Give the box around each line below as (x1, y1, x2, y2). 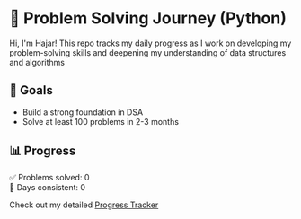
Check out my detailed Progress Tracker (9, 199, 159, 210)
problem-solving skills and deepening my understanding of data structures (9, 47, 287, 57)
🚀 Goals (9, 83, 54, 98)
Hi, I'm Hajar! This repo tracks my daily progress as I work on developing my (9, 38, 292, 48)
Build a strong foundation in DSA (22, 107, 144, 118)
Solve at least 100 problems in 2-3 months (22, 116, 180, 127)
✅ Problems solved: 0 (9, 171, 90, 182)
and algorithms (9, 57, 66, 67)
